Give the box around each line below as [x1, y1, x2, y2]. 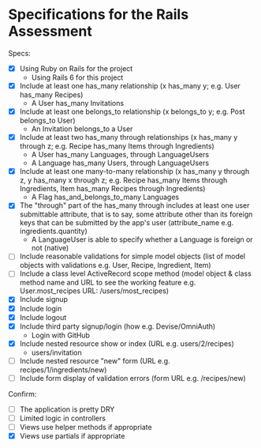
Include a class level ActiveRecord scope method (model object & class [19, 269, 252, 278]
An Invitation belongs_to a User [31, 124, 133, 134]
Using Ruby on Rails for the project [19, 63, 133, 73]
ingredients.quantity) [19, 227, 88, 236]
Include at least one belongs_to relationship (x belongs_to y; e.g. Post [19, 107, 245, 116]
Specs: [8, 48, 32, 58]
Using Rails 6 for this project [31, 73, 124, 82]
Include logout [19, 312, 67, 322]
